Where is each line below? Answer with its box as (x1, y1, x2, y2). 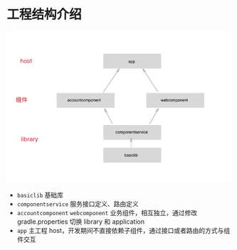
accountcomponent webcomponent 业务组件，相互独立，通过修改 (16, 208, 198, 217)
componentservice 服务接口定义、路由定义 (16, 200, 139, 208)
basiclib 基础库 (16, 190, 64, 199)
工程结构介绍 (6, 6, 83, 23)
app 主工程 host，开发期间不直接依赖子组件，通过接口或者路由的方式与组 (16, 226, 231, 234)
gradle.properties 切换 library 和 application (16, 217, 145, 226)
